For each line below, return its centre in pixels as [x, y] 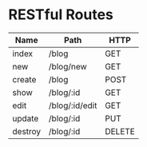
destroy [27, 131]
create [24, 79]
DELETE [120, 131]
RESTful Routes [61, 15]
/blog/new [68, 66]
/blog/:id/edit [73, 105]
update [26, 118]
